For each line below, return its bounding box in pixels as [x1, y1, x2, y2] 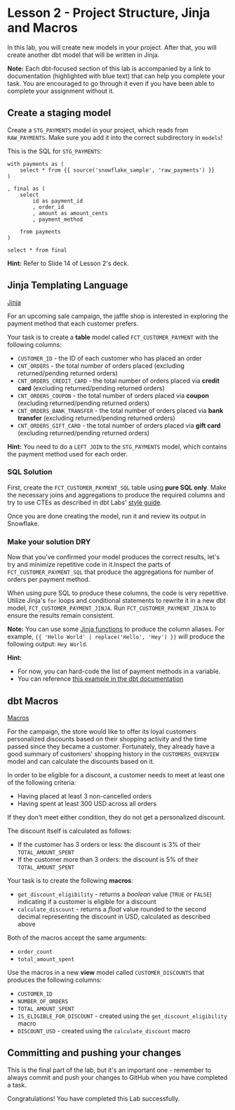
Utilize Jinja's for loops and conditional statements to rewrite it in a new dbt [7, 597, 226, 605]
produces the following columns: [7, 976, 102, 984]
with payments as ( [7, 160, 65, 167]
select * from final [7, 246, 68, 254]
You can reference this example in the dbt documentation [17, 675, 184, 683]
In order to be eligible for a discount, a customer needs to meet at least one [7, 770, 225, 779]
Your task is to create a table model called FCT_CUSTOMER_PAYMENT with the [7, 333, 219, 341]
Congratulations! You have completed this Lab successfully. [7, 1094, 180, 1102]
